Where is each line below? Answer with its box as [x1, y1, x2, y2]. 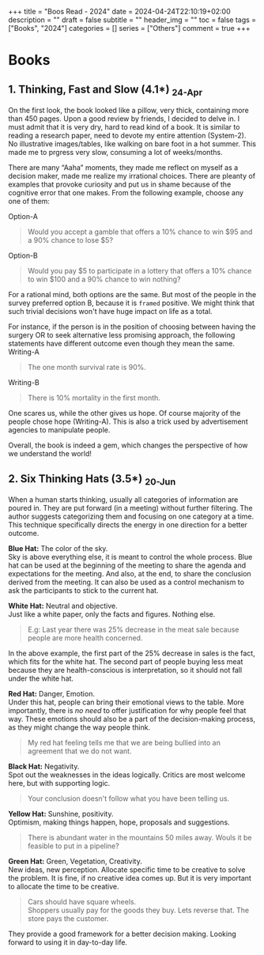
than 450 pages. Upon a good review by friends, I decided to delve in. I [8, 114, 240, 123]
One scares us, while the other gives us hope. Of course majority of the [8, 409, 241, 418]
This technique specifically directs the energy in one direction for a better [8, 520, 247, 530]
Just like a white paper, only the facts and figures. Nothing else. [8, 610, 216, 619]
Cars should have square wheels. [27, 897, 137, 907]
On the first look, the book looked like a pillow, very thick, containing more [8, 106, 249, 115]
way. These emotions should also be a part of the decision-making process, [8, 715, 255, 724]
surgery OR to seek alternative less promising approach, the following [8, 330, 236, 340]
